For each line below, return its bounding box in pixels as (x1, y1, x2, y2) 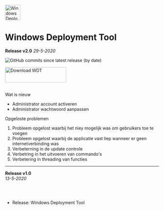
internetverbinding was (12, 141, 59, 147)
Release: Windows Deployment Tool (12, 199, 85, 205)
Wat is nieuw (5, 91, 31, 97)
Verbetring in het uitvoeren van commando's (12, 151, 102, 157)
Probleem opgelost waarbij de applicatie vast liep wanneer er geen (12, 135, 147, 141)
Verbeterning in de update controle (12, 146, 83, 151)
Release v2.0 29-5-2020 (5, 48, 56, 54)
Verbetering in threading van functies (12, 156, 87, 162)
